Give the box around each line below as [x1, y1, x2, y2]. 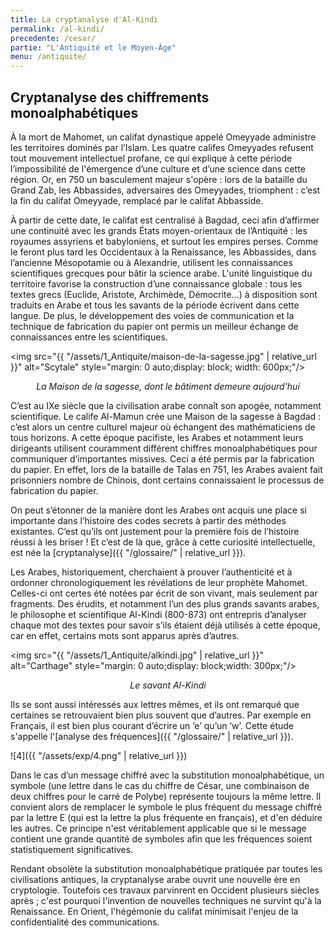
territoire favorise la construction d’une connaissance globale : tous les [10, 277, 303, 290]
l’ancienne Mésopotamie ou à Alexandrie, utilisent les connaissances [10, 256, 293, 268]
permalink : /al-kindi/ [10, 24, 105, 34]
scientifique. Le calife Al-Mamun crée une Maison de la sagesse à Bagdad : [10, 410, 322, 422]
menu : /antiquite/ [10, 52, 87, 62]
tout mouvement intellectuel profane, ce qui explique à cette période [10, 152, 293, 164]
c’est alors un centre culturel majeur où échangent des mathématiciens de [10, 421, 316, 433]
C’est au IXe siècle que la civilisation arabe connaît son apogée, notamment [10, 399, 322, 411]
